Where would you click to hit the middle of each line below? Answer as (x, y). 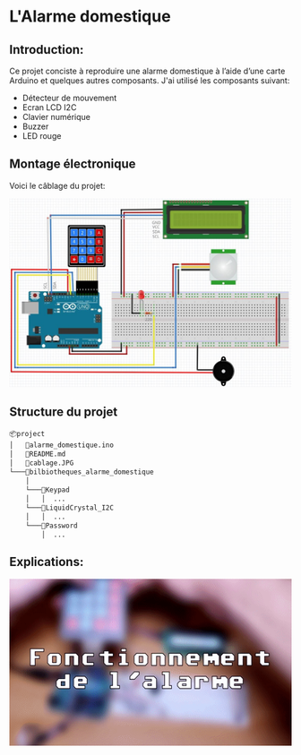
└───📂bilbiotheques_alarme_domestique (82, 472)
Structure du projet (64, 412)
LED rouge (42, 136)
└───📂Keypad (47, 490)
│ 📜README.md (38, 454)
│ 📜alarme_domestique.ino (62, 445)
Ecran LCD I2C (49, 107)
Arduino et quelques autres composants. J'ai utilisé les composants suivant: (150, 81)
